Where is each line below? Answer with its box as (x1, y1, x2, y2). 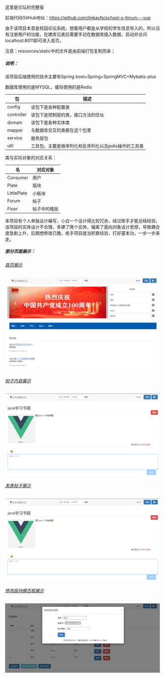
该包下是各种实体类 (30, 120, 70, 126)
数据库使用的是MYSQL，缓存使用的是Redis (5, 84, 92, 90)
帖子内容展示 (5, 378, 31, 384)
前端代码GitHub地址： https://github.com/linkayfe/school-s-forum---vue (5, 15, 151, 21)
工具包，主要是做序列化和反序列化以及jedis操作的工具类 (30, 143, 144, 149)
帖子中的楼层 (32, 206, 59, 212)
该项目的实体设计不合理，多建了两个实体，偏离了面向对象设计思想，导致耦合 (5, 224, 160, 230)
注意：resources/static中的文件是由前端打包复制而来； (5, 48, 115, 54)
